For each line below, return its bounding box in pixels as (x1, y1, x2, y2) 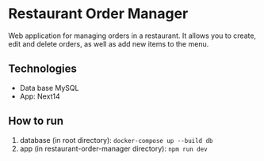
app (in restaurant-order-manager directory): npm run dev (19, 144, 208, 153)
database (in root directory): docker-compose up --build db (19, 135, 213, 144)
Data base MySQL (19, 83, 79, 92)
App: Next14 (19, 92, 61, 101)
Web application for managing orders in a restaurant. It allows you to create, (8, 31, 256, 40)
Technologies (8, 62, 78, 76)
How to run (8, 114, 64, 128)
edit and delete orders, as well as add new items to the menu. (8, 39, 209, 48)
